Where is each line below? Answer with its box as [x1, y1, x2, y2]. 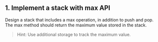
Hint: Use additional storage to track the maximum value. [17, 31, 131, 37]
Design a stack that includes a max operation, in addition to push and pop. [5, 17, 154, 22]
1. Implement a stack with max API [5, 4, 110, 12]
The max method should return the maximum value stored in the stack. [5, 22, 147, 28]
